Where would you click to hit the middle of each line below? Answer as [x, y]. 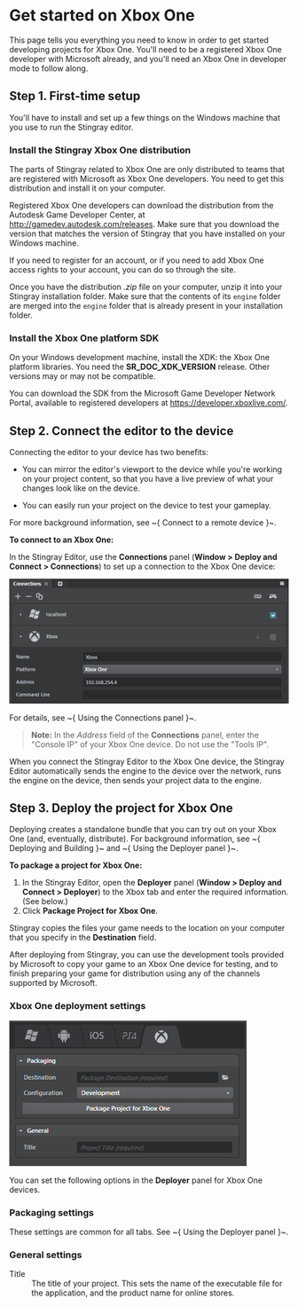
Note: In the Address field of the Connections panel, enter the [145, 735]
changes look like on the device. [81, 488]
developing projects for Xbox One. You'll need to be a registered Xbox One [145, 49]
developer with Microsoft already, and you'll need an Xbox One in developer [148, 59]
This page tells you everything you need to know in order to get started [139, 40]
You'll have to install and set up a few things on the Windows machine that [145, 117]
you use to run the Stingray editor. [71, 127]
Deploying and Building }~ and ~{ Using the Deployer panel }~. [124, 848]
